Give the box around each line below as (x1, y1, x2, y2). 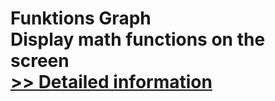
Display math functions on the (10, 28, 266, 51)
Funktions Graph (10, 7, 152, 30)
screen (10, 50, 70, 72)
